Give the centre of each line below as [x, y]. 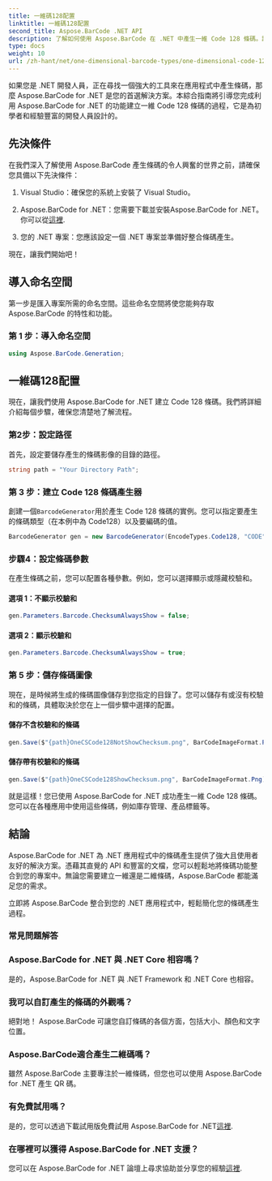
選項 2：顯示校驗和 [40, 635]
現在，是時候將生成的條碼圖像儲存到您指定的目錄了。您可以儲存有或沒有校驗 [136, 694]
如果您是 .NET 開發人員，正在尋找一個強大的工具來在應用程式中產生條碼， [132, 85]
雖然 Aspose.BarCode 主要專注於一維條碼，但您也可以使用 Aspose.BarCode [135, 1074]
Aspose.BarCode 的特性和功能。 [63, 313]
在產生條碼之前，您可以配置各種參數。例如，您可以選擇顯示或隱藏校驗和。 [132, 578]
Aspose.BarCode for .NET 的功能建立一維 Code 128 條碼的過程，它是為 [136, 105]
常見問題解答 [34, 936]
